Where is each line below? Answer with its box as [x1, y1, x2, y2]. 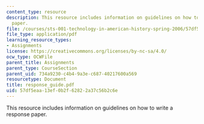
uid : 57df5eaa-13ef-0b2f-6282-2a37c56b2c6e [6, 88, 118, 94]
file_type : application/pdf [6, 31, 78, 38]
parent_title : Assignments [6, 59, 75, 65]
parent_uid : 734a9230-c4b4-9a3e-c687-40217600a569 [6, 71, 137, 77]
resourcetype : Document [6, 76, 67, 82]
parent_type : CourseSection [6, 65, 78, 71]
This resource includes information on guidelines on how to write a [6, 104, 173, 111]
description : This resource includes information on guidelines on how [6, 15, 191, 21]
